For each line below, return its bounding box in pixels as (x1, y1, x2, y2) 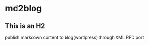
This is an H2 (5, 22, 45, 30)
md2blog (5, 3, 42, 14)
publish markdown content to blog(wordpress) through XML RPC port (5, 34, 144, 40)
